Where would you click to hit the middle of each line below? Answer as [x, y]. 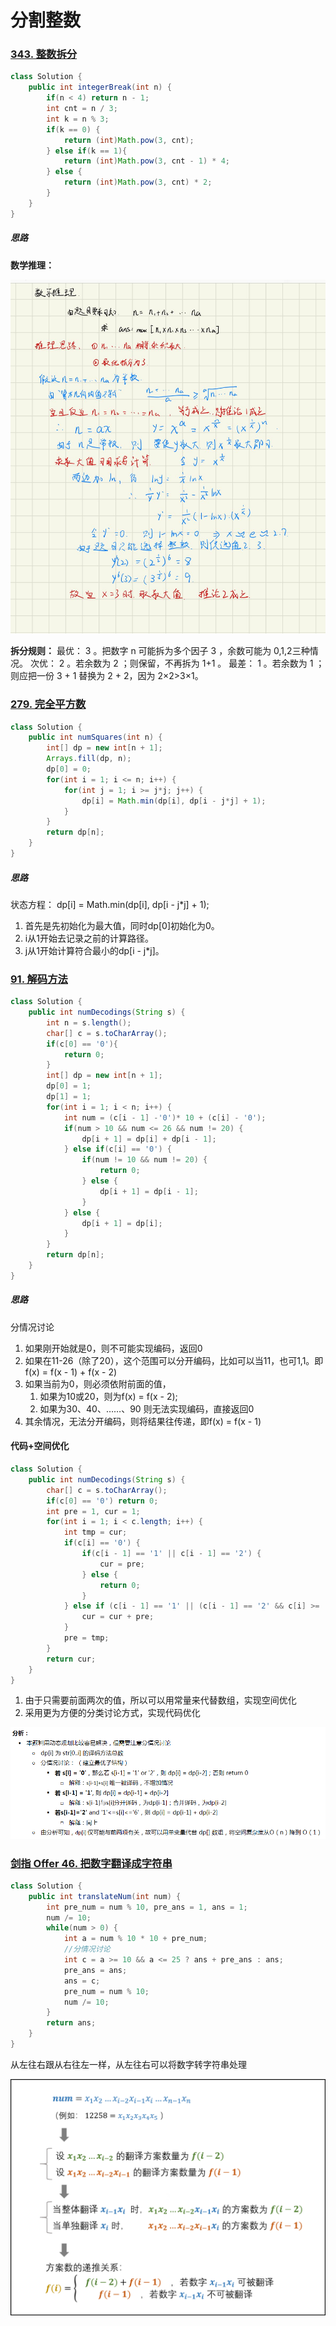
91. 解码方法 [39, 979]
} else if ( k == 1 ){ [87, 151]
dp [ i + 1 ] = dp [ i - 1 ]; [149, 1191]
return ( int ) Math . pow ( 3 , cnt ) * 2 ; [138, 182]
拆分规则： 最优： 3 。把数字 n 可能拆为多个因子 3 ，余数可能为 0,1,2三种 [160, 651]
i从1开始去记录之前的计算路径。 [89, 938]
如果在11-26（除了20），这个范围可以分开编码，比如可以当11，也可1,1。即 [174, 1360]
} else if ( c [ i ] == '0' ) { [117, 1149]
